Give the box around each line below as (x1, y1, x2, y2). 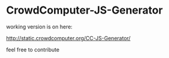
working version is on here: (6, 23, 73, 30)
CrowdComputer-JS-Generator (6, 4, 163, 17)
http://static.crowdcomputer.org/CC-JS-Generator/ (6, 34, 131, 41)
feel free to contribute (6, 46, 60, 53)
